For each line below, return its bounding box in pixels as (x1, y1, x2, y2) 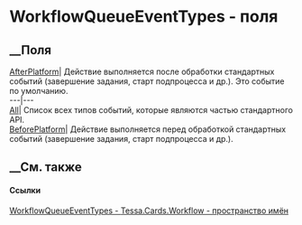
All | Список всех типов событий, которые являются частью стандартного (9, 105, 293, 115)
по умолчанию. (9, 86, 69, 96)
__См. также (9, 160, 83, 175)
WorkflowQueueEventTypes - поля (9, 6, 279, 27)
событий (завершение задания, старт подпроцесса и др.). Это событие (9, 76, 285, 87)
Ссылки (9, 184, 41, 195)
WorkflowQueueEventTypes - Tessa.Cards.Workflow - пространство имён (9, 205, 289, 216)
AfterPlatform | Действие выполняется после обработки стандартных (9, 66, 275, 77)
